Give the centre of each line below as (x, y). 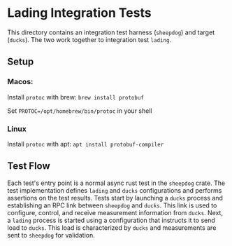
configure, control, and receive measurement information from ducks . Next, (115, 212)
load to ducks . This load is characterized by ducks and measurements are (112, 227)
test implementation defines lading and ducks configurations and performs (115, 190)
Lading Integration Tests (79, 13)
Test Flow (29, 166)
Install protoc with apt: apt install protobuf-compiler (86, 144)
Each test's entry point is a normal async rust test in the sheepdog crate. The (116, 183)
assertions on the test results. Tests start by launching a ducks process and (115, 198)
